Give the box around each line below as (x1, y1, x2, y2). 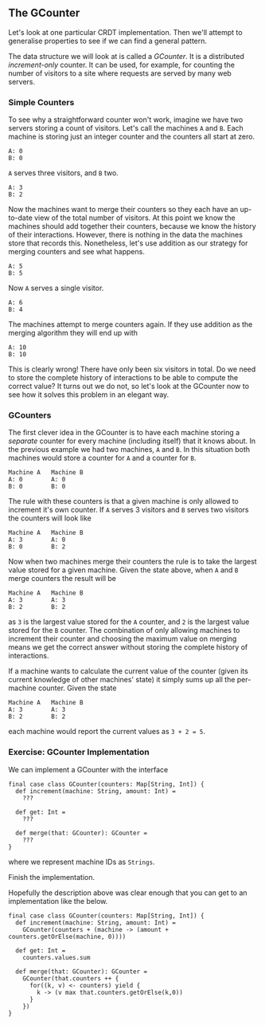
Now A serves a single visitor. (8, 283, 104, 293)
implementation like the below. (8, 896, 108, 905)
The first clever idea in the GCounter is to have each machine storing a (8, 428, 240, 438)
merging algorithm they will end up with (8, 328, 138, 338)
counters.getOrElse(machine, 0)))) (8, 933, 127, 941)
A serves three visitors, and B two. (8, 168, 119, 178)
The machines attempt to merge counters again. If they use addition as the (8, 320, 253, 329)
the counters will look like (8, 513, 92, 523)
